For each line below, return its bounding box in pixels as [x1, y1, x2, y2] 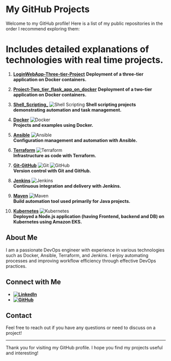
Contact [6, 311, 32, 320]
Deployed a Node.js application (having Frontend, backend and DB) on [13, 213, 164, 219]
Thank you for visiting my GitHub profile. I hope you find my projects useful [6, 345, 163, 351]
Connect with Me [6, 278, 61, 286]
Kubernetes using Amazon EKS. [13, 219, 82, 225]
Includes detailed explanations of [6, 44, 149, 55]
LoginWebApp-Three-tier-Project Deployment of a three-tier [13, 71, 144, 77]
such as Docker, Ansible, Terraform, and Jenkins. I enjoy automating [6, 252, 149, 258]
